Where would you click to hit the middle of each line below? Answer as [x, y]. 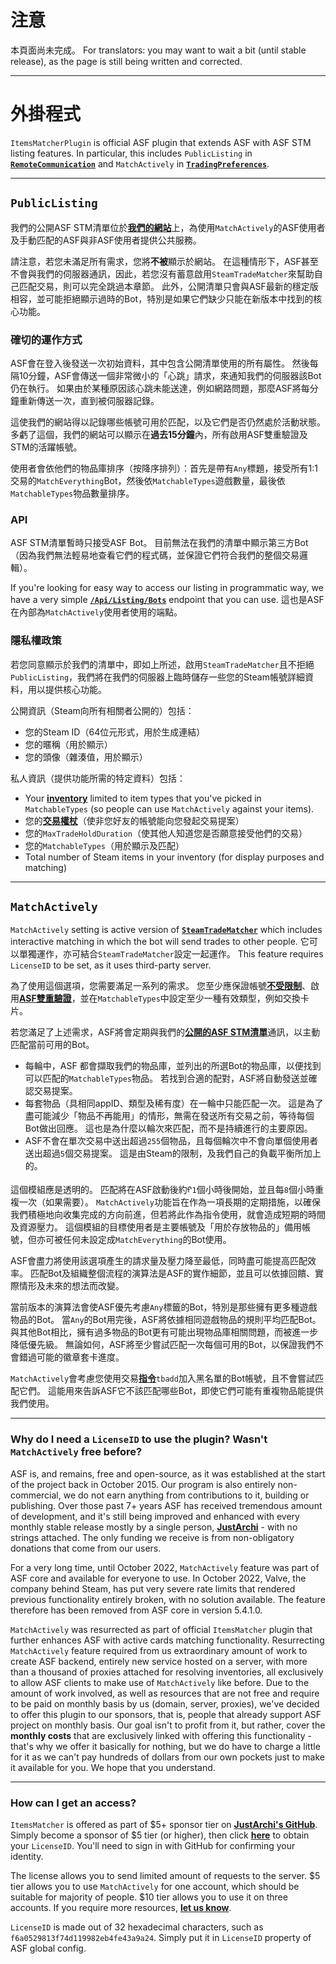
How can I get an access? [73, 1803]
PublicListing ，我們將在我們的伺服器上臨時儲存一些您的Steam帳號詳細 [157, 677]
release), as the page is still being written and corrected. [126, 61]
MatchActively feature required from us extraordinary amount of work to [159, 1650]
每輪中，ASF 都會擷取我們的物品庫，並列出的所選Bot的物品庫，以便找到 [173, 1066]
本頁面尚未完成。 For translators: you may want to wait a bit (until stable [158, 50]
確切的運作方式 [46, 339]
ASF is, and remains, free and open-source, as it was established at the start [168, 1473]
